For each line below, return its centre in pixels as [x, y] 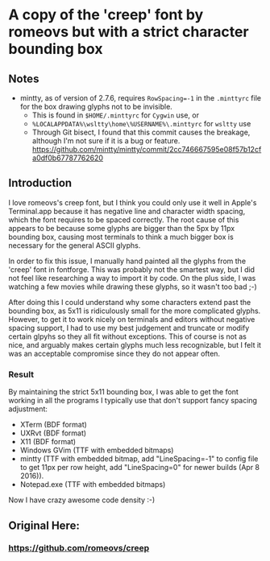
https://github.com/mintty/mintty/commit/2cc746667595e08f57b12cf [147, 149]
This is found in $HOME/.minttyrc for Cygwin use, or [116, 115]
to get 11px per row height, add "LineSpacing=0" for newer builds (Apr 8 [140, 468]
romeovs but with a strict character [129, 32]
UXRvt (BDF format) [53, 433]
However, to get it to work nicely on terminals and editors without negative [132, 319]
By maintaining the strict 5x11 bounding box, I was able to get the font [124, 392]
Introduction [40, 183]
